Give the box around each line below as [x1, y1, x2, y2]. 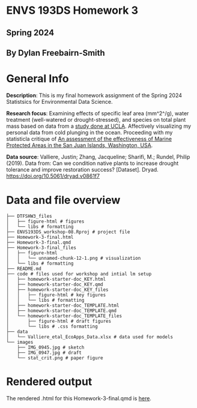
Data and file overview [6, 193, 121, 207]
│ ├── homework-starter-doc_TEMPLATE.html [6, 302, 120, 308]
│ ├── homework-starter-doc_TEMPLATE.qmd [6, 307, 117, 314]
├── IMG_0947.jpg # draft [17, 349, 82, 356]
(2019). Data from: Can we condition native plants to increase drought [6, 160, 179, 167]
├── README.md [6, 265, 42, 272]
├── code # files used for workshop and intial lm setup [6, 271, 152, 277]
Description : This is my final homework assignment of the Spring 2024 [6, 91, 182, 99]
